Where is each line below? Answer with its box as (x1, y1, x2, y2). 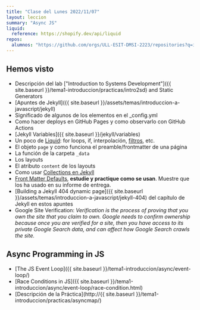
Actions (14, 124, 34, 131)
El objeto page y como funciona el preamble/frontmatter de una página (14, 143, 187, 150)
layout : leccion (6, 14, 46, 20)
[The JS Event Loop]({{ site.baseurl (14, 265, 102, 272)
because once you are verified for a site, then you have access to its (14, 219, 184, 227)
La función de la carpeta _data (14, 150, 90, 157)
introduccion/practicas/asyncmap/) (14, 296, 102, 304)
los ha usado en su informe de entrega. (14, 181, 111, 188)
